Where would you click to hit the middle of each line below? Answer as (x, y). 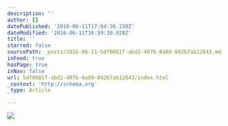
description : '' (30, 13)
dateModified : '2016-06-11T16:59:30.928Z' (69, 33)
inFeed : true (26, 59)
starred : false (29, 45)
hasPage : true (28, 65)
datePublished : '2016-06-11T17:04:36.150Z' (71, 26)
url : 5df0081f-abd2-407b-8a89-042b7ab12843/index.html (88, 77)
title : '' (21, 39)
